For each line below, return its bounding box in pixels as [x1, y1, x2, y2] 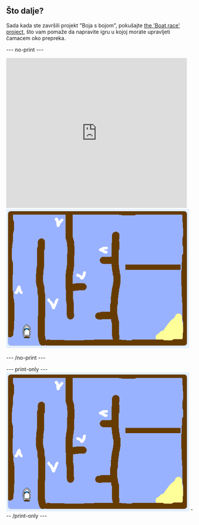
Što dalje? [6, 6, 44, 16]
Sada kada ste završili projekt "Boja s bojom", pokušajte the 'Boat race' [6, 21, 181, 29]
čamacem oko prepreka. [6, 34, 66, 42]
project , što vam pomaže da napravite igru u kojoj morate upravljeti [6, 28, 171, 35]
